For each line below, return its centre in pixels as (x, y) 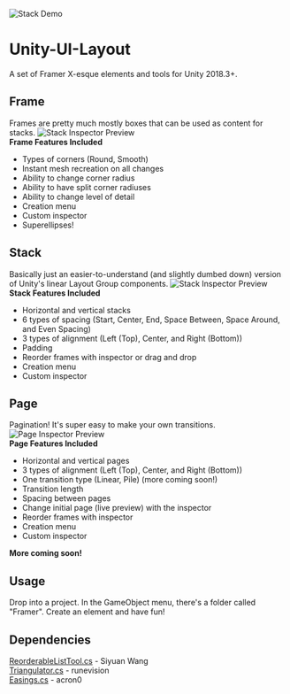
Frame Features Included (56, 142)
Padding (37, 347)
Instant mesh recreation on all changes (93, 168)
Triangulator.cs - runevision (59, 670)
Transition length (53, 489)
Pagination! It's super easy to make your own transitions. (113, 425)
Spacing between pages (66, 498)
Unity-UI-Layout (70, 50)
